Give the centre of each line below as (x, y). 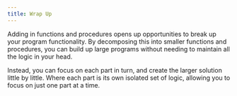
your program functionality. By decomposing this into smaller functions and (117, 41)
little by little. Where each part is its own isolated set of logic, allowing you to (119, 78)
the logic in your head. (40, 56)
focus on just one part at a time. (54, 85)
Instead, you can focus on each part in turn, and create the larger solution (115, 70)
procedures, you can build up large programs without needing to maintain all (118, 49)
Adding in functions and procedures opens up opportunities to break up (112, 34)
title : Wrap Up (30, 14)
